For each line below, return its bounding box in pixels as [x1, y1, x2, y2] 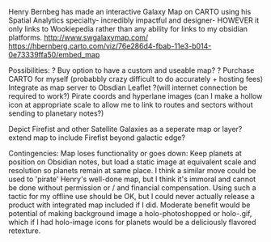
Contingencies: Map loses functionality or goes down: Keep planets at [8, 149, 243, 158]
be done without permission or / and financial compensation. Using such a [8, 183, 256, 193]
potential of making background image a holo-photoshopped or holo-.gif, [8, 209, 252, 218]
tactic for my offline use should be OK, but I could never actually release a [8, 192, 255, 201]
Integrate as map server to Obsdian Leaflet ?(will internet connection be [8, 83, 248, 92]
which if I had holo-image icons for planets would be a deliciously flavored [8, 218, 256, 227]
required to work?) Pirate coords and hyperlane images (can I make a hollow [8, 91, 263, 100]
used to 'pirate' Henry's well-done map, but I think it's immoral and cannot [8, 174, 256, 184]
